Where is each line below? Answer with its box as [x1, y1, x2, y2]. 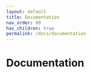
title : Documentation [6, 14, 60, 20]
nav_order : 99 [6, 20, 42, 26]
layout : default [6, 8, 46, 15]
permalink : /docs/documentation [6, 31, 86, 37]
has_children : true [6, 25, 55, 31]
